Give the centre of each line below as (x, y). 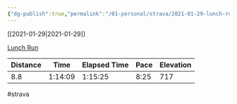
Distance (26, 65)
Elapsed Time (105, 65)
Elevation (176, 65)
